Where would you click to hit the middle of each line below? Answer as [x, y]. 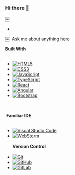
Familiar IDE [19, 116]
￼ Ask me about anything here [37, 39]
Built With [16, 49]
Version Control [29, 147]
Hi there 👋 [17, 8]
